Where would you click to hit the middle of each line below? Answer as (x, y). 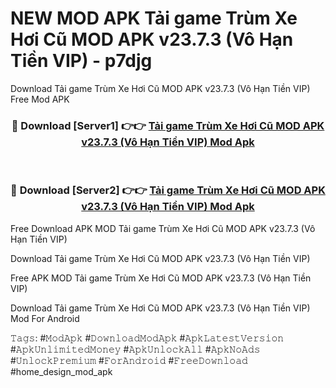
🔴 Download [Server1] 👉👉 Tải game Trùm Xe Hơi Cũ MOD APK (168, 125)
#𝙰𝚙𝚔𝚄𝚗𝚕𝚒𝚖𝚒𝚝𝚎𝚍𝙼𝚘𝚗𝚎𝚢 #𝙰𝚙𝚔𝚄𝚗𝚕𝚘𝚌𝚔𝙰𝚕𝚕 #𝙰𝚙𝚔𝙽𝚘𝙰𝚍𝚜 (135, 349)
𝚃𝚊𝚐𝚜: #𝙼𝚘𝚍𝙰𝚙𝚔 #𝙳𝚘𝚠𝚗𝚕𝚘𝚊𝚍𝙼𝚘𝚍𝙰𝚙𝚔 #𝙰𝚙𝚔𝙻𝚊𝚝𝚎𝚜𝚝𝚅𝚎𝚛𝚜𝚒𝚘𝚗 (147, 338)
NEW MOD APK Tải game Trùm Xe (154, 18)
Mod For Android (45, 318)
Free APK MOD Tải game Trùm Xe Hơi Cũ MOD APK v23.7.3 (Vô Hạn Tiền (161, 278)
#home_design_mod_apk (61, 371)
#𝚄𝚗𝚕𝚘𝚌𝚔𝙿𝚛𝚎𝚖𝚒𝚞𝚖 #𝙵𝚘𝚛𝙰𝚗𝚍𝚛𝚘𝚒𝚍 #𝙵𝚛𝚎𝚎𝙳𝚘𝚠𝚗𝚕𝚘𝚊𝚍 (129, 360)
